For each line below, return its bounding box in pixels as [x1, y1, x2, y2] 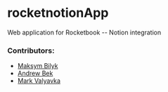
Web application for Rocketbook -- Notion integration [7, 28, 162, 37]
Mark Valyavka [17, 77, 61, 85]
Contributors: [7, 46, 55, 55]
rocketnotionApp [7, 5, 109, 21]
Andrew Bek [17, 69, 53, 78]
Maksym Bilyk [17, 62, 58, 70]
